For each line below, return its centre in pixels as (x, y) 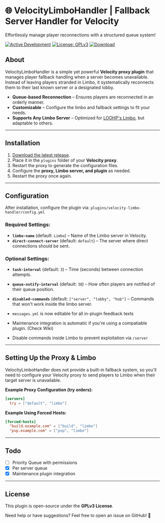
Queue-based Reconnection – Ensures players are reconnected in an (83, 97)
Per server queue (30, 468)
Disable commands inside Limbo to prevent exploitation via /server (80, 338)
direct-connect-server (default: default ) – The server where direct (80, 240)
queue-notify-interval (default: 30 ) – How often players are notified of (83, 284)
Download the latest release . (41, 155)
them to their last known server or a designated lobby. (60, 87)
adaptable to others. (33, 123)
